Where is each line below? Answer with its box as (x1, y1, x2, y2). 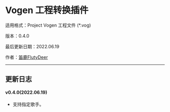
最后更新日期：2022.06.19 (5, 43, 60, 49)
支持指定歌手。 (12, 101, 44, 107)
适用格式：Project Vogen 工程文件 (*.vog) (5, 22, 91, 28)
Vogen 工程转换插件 (5, 5, 89, 16)
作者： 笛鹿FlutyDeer (5, 54, 48, 60)
